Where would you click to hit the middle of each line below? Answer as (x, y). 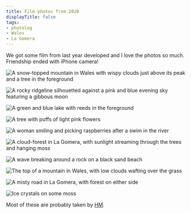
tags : (13, 22)
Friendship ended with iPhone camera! (52, 61)
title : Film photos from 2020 (43, 11)
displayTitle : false (31, 17)
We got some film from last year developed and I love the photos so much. (95, 55)
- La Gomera (20, 39)
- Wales (15, 33)
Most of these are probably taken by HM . (55, 205)
